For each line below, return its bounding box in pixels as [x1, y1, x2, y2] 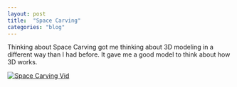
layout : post [7, 10, 46, 18]
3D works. [7, 58, 38, 66]
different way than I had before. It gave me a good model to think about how [7, 50, 231, 59]
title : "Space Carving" [7, 17, 81, 24]
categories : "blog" [7, 23, 65, 30]
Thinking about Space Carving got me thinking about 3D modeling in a [7, 43, 214, 52]
